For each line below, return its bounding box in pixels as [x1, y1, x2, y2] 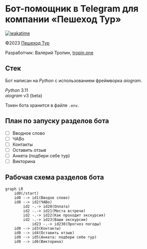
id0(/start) [14, 191, 39, 196]
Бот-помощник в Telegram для [5, 3, 139, 15]
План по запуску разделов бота [5, 117, 110, 125]
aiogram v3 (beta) [5, 92, 42, 98]
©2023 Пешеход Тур [5, 40, 50, 46]
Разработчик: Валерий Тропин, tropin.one [5, 50, 94, 56]
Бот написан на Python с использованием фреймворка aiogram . [5, 77, 143, 83]
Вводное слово [12, 130, 45, 136]
